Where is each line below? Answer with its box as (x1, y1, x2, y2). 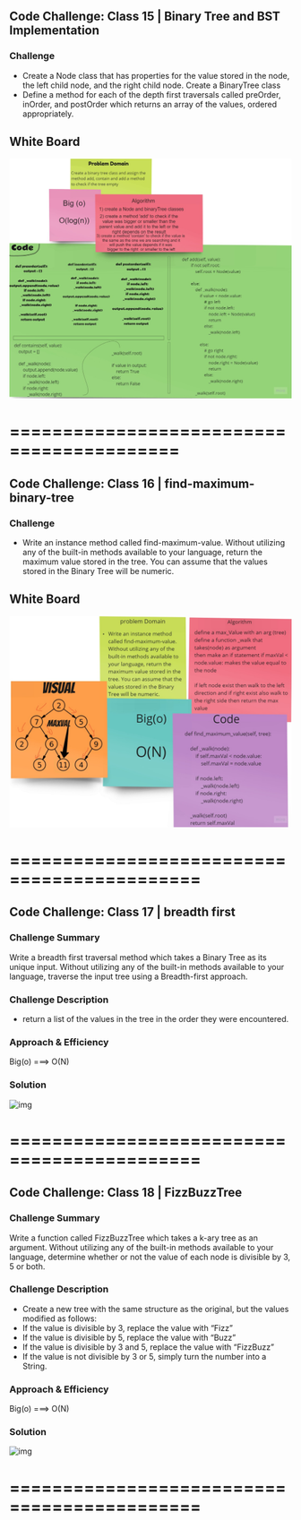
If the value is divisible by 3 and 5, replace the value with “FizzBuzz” (21, 1341, 275, 1353)
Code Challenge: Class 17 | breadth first (9, 905, 236, 920)
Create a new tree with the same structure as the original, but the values (21, 1303, 289, 1314)
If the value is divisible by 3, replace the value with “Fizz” (21, 1322, 233, 1333)
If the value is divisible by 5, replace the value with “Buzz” (21, 1332, 236, 1343)
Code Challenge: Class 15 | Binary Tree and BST (9, 9, 280, 24)
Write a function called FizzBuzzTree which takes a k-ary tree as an (9, 1232, 258, 1243)
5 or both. (9, 1260, 46, 1272)
